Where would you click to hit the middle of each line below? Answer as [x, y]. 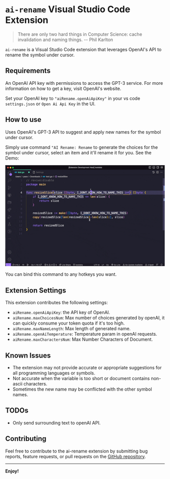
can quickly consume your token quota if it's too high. [69, 323]
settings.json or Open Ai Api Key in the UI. [50, 104]
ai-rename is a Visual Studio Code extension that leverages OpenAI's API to [83, 49]
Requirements [28, 71]
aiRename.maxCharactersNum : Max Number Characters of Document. [83, 339]
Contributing [26, 439]
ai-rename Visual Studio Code [68, 9]
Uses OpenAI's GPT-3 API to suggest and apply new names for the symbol [83, 132]
